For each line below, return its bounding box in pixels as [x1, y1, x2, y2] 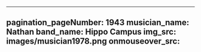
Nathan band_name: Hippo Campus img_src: [6, 27, 176, 37]
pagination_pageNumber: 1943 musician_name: [6, 17, 190, 27]
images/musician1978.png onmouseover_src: [6, 36, 181, 47]
